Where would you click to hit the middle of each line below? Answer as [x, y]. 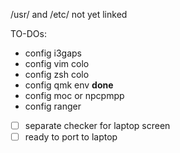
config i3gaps [53, 53]
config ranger [53, 106]
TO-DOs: [28, 33]
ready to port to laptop [71, 137]
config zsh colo [57, 74]
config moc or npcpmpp [74, 95]
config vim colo [57, 63]
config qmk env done [69, 85]
